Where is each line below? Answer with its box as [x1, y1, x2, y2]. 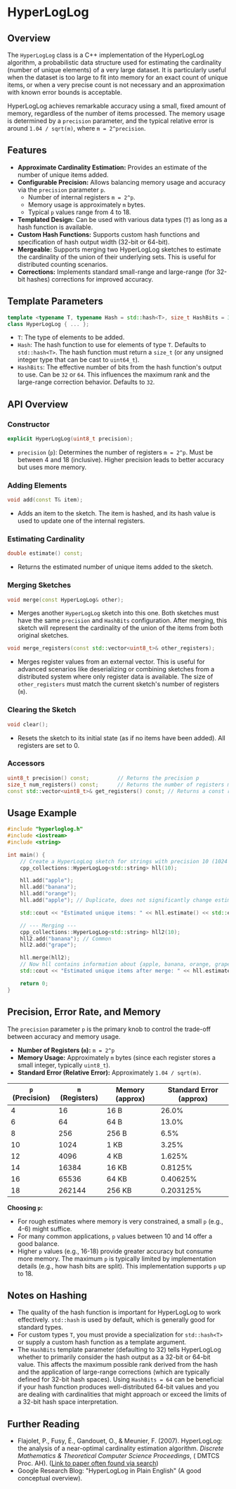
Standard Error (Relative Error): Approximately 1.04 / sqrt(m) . [17, 1068, 202, 1077]
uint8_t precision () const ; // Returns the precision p [7, 774, 199, 782]
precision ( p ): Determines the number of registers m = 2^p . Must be [17, 447, 213, 457]
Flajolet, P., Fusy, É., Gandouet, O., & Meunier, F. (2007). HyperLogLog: [17, 1437, 223, 1445]
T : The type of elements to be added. [17, 333, 125, 341]
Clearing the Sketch [7, 705, 77, 715]
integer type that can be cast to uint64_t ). [17, 355, 140, 364]
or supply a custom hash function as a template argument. [17, 1338, 187, 1346]
